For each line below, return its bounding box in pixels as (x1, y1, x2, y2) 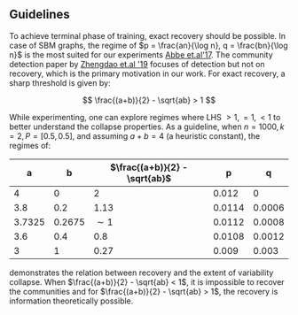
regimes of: (9, 140, 51, 150)
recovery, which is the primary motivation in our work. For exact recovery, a (9, 68, 286, 79)
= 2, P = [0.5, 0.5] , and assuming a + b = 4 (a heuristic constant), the (9, 130, 261, 141)
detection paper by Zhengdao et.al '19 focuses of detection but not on (9, 58, 265, 69)
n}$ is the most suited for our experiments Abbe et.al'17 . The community (9, 49, 273, 60)
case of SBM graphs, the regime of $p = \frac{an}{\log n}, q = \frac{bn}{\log (9, 40, 288, 50)
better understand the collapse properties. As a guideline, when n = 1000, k (9, 121, 286, 132)
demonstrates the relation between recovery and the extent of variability (9, 267, 274, 278)
